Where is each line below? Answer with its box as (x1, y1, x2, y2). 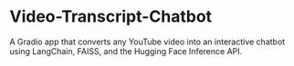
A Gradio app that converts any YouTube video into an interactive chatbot (9, 36, 286, 47)
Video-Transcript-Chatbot (9, 6, 213, 27)
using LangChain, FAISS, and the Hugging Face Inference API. (9, 45, 243, 56)
